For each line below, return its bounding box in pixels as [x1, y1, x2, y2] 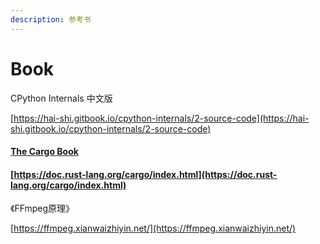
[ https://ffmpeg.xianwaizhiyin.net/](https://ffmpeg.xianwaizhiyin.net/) [10, 222, 297, 235]
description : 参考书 [10, 14, 92, 25]
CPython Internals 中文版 [10, 92, 113, 104]
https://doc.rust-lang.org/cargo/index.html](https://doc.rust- [13, 168, 278, 180]
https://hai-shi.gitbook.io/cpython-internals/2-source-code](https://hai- [13, 112, 310, 124]
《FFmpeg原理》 [10, 202, 75, 215]
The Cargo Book [10, 146, 79, 158]
